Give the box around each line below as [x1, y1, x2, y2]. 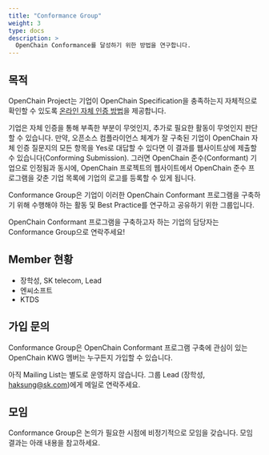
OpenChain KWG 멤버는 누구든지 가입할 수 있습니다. [8, 352, 174, 362]
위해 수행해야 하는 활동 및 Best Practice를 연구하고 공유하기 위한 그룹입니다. [16, 199, 255, 209]
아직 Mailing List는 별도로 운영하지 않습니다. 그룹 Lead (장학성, [8, 369, 206, 379]
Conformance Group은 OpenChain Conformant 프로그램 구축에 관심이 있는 [8, 342, 248, 352]
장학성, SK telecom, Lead [19, 276, 102, 285]
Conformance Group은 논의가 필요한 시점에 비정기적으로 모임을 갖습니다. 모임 [8, 428, 254, 437]
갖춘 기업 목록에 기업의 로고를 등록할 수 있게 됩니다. [35, 173, 196, 183]
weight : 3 [8, 19, 42, 27]
